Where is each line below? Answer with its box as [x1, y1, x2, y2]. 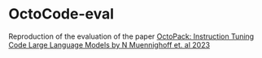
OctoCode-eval [8, 5, 115, 23]
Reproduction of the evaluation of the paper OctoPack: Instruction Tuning [8, 31, 255, 41]
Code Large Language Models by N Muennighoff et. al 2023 [8, 39, 210, 49]
